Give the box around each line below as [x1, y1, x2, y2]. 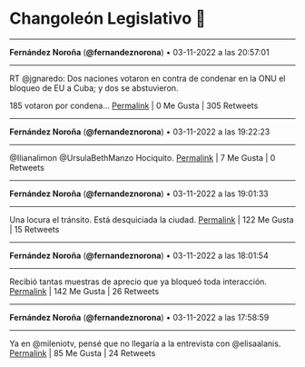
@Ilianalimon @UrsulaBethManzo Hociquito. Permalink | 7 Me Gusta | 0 [9, 152, 276, 163]
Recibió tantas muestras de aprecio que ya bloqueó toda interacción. [9, 276, 268, 287]
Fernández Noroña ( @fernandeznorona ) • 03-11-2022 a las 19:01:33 [9, 188, 270, 199]
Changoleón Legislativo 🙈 [9, 8, 206, 29]
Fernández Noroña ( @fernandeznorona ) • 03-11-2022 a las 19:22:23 [9, 126, 271, 137]
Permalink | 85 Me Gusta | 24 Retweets [9, 347, 156, 358]
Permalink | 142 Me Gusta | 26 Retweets [9, 285, 160, 296]
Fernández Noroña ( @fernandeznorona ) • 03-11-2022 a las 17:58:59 [9, 312, 270, 322]
